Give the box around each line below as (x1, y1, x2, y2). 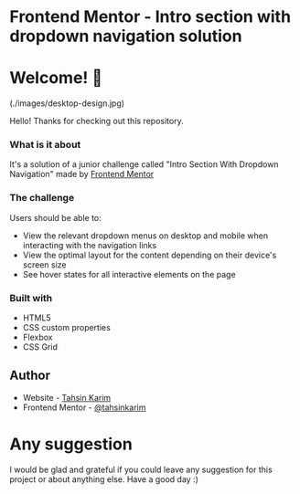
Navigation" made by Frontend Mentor (9, 169, 155, 180)
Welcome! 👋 (9, 68, 103, 89)
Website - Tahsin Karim (22, 392, 112, 403)
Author (9, 368, 50, 384)
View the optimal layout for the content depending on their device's (22, 249, 277, 260)
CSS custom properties (22, 322, 112, 333)
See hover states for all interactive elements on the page (22, 268, 236, 279)
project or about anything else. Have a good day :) (9, 473, 199, 485)
